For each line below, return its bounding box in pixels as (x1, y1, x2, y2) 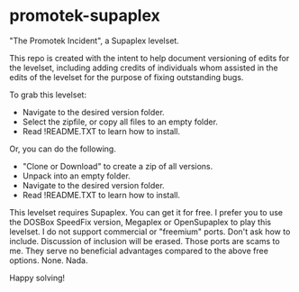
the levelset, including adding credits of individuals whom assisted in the (9, 62, 279, 73)
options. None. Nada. (9, 254, 88, 266)
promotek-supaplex (9, 5, 160, 26)
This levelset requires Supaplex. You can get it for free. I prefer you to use (9, 206, 284, 217)
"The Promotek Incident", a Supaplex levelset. (9, 35, 180, 46)
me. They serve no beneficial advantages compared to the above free (9, 245, 268, 256)
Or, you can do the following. (9, 143, 117, 154)
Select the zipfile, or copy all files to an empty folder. (22, 116, 219, 127)
